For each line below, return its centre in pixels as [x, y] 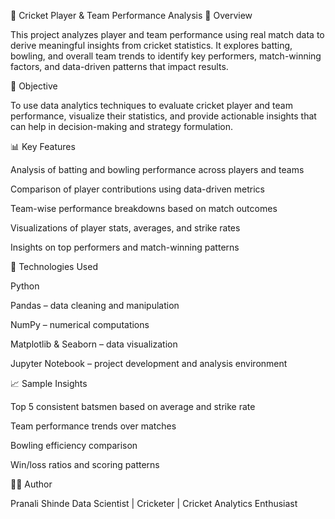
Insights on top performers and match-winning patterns [125, 247]
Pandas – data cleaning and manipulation [95, 305]
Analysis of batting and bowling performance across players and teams [157, 169]
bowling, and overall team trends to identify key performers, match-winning [166, 56]
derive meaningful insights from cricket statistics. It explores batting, [151, 45]
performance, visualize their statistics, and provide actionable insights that [163, 116]
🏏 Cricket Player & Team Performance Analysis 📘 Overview [131, 15]
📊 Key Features [43, 146]
